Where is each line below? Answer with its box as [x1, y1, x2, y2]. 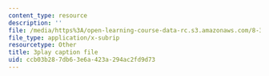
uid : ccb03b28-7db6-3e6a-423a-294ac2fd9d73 [8, 56, 156, 64]
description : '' [8, 19, 62, 27]
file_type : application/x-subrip [8, 33, 120, 42]
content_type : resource [8, 11, 88, 20]
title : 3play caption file [8, 48, 98, 56]
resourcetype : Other [8, 41, 78, 49]
